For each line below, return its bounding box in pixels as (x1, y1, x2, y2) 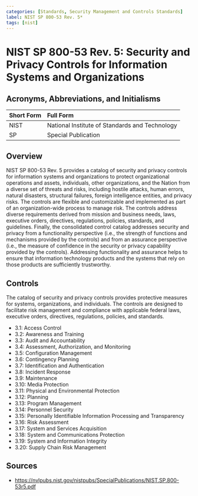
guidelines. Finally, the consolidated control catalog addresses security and (6, 223, 190, 231)
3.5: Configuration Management (14, 350, 93, 356)
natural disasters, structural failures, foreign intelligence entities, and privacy (6, 192, 192, 199)
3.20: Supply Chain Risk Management (14, 444, 107, 450)
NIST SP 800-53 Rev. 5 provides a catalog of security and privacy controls (6, 167, 187, 174)
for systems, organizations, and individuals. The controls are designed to (6, 300, 183, 307)
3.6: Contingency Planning (14, 356, 80, 363)
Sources (6, 461, 38, 471)
